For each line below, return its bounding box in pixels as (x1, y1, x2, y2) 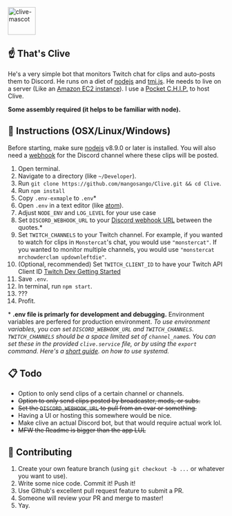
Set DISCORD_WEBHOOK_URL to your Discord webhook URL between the (17, 216, 213, 224)
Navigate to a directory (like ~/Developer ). (17, 172, 137, 180)
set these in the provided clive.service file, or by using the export (8, 339, 197, 348)
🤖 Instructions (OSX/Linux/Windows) (8, 125, 171, 137)
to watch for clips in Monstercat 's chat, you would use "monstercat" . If (17, 238, 217, 246)
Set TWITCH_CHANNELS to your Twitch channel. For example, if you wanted (17, 230, 223, 239)
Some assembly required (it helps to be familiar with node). (8, 105, 182, 113)
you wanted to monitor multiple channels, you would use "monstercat (17, 245, 215, 253)
